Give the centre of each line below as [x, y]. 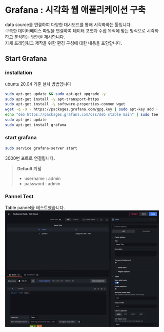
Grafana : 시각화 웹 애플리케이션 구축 [75, 10]
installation [19, 73]
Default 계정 [29, 168]
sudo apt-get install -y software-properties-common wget [65, 104]
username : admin [42, 178]
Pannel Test [19, 196]
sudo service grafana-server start [41, 148]
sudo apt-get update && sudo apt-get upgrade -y [55, 94]
